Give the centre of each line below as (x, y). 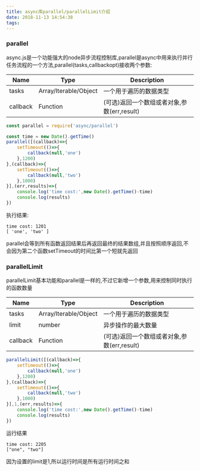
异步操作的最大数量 (130, 326)
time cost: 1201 (26, 226)
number (49, 325)
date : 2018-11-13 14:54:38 (40, 17)
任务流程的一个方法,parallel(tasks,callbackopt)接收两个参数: (79, 65)
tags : (13, 23)
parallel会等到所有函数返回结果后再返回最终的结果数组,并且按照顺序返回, (95, 243)
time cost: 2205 (26, 444)
